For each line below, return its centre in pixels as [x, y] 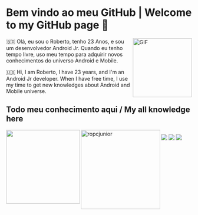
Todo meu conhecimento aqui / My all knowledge [98, 110]
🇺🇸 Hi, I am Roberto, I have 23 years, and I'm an [65, 72]
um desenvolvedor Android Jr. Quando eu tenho [65, 48]
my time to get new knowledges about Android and [68, 85]
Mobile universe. [27, 91]
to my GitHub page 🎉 [57, 25]
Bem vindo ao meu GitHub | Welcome [99, 13]
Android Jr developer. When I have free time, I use [67, 78]
